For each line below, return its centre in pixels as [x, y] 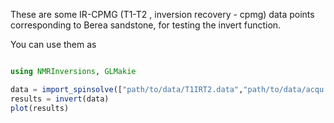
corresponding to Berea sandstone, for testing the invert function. [146, 25]
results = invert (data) [60, 99]
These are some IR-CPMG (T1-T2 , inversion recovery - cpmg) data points [162, 14]
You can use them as [53, 44]
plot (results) [40, 108]
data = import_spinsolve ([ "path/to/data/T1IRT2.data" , [127, 89]
